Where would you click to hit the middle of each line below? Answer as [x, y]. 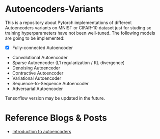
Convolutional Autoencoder [40, 58]
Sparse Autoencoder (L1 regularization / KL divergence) [68, 63]
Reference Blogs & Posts [56, 118]
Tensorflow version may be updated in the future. [55, 98]
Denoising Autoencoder [36, 68]
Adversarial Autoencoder [37, 89]
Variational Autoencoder [37, 78]
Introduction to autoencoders [42, 131]
